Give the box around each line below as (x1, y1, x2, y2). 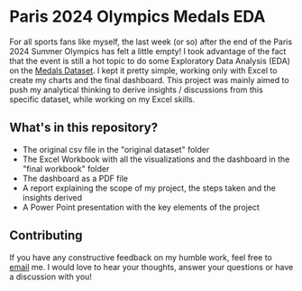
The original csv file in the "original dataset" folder (22, 144, 210, 155)
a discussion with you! (9, 271, 93, 282)
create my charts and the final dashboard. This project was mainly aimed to (9, 74, 290, 85)
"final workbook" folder (22, 163, 110, 174)
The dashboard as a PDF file (22, 173, 129, 183)
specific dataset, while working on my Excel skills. (9, 93, 196, 105)
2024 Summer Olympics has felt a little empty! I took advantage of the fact (9, 45, 287, 56)
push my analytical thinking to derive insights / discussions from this (9, 84, 263, 95)
